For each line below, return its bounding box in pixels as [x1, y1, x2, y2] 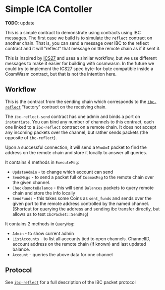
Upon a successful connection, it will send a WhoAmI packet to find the [5, 144, 147, 150]
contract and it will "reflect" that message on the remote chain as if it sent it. [5, 45, 161, 51]
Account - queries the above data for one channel [12, 251, 113, 257]
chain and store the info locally [12, 190, 75, 196]
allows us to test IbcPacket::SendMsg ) [12, 211, 89, 217]
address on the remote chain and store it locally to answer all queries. [5, 149, 147, 155]
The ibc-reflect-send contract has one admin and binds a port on [5, 113, 140, 119]
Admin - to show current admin [12, 230, 74, 236]
